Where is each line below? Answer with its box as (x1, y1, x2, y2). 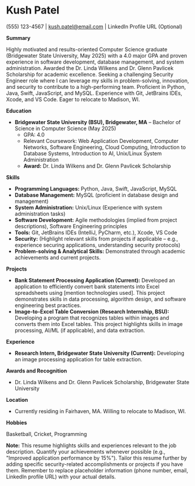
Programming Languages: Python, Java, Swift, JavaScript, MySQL (14, 185, 177, 192)
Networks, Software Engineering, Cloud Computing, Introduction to (23, 144, 186, 151)
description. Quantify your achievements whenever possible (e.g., (6, 448, 166, 455)
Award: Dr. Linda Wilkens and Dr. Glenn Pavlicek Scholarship (23, 162, 172, 169)
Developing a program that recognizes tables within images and (14, 314, 169, 321)
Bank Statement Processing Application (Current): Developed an (14, 277, 175, 284)
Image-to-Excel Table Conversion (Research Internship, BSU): (14, 308, 169, 315)
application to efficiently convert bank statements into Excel (14, 283, 160, 290)
